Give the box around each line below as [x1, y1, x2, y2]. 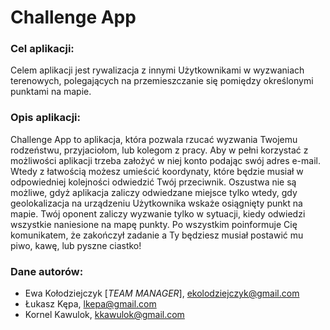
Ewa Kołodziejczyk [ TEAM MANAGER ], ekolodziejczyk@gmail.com [24, 287, 300, 300]
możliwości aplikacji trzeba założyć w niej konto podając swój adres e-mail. [10, 154, 322, 166]
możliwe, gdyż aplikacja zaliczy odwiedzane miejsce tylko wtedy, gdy [10, 186, 298, 198]
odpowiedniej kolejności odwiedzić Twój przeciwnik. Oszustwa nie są [10, 176, 297, 188]
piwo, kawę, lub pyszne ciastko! [10, 239, 142, 251]
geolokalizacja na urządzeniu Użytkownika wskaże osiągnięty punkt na [10, 197, 303, 209]
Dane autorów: [10, 264, 84, 278]
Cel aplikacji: [10, 42, 75, 56]
